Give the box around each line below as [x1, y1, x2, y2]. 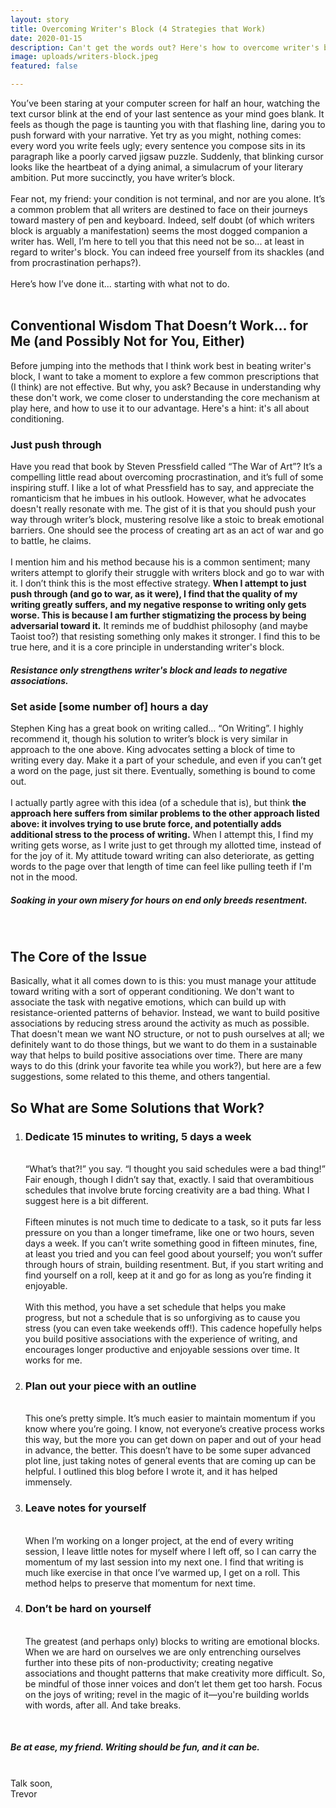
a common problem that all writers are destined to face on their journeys [10, 204, 308, 215]
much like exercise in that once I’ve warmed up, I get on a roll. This [24, 1566, 301, 1578]
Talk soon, [10, 1777, 53, 1789]
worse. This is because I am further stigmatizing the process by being [10, 609, 307, 621]
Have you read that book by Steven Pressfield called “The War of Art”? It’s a [10, 461, 323, 473]
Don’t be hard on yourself [24, 1602, 152, 1616]
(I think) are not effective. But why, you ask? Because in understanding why [10, 381, 322, 393]
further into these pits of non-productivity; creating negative [24, 1656, 274, 1668]
